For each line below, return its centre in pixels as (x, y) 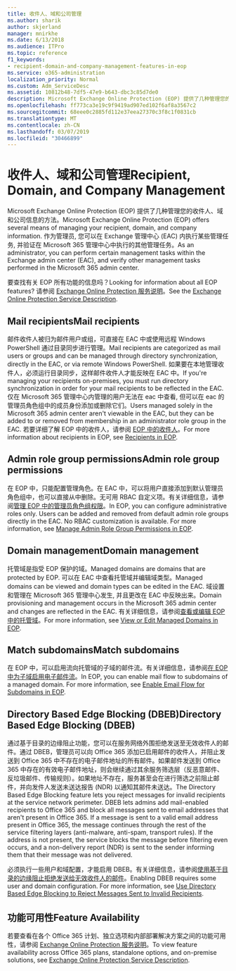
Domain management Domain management (103, 551)
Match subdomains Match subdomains (93, 650)
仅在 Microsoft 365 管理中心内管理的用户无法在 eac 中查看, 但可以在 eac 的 (116, 396)
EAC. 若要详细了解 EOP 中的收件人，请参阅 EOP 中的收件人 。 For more (109, 429)
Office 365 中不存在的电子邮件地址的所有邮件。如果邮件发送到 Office (121, 760)
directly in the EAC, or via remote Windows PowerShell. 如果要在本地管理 (113, 364)
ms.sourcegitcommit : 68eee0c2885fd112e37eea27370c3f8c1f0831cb (102, 112)
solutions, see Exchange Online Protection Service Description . (99, 960)
